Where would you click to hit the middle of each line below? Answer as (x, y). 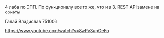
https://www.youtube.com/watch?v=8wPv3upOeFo (57, 31)
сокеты (13, 12)
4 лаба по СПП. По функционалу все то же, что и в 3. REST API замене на (82, 7)
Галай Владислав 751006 (31, 21)
